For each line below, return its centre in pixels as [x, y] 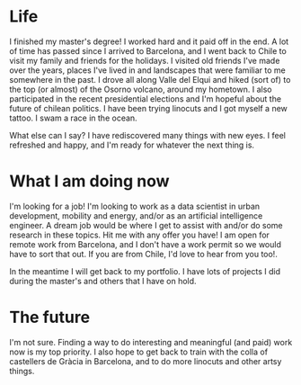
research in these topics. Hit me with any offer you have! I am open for [139, 235]
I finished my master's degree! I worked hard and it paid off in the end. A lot [149, 41]
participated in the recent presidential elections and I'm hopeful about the [145, 98]
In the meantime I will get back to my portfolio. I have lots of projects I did [145, 271]
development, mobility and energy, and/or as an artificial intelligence [136, 215]
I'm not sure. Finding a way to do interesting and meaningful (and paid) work [151, 342]
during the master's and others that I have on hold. [103, 281]
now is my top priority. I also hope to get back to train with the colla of [138, 352]
